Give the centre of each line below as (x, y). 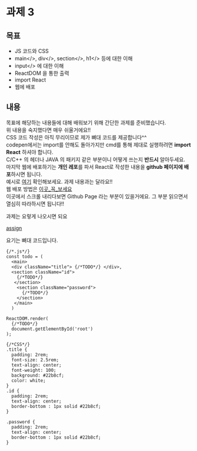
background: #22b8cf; (38, 375)
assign (14, 228)
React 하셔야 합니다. (30, 152)
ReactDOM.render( (27, 318)
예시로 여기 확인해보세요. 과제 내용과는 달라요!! (59, 181)
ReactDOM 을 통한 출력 (42, 73)
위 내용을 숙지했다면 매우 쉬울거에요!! (49, 130)
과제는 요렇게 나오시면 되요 (37, 216)
